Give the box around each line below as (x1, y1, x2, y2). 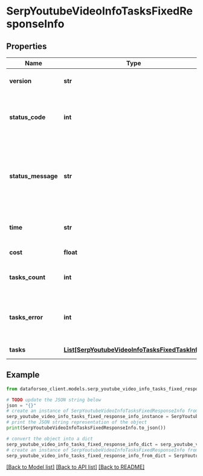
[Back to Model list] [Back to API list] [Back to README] (6, 463, 145, 471)
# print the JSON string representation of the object (6, 419, 147, 425)
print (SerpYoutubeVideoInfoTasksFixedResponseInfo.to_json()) (6, 425, 166, 431)
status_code (9, 113, 46, 121)
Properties (6, 41, 47, 51)
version (9, 77, 32, 85)
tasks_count (9, 273, 46, 281)
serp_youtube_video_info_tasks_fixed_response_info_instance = (6, 414, 169, 420)
